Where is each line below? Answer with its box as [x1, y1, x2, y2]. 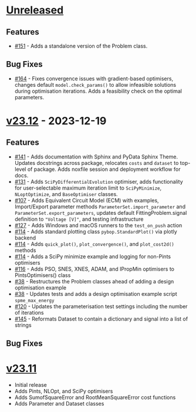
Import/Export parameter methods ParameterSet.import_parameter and [14, 203, 186, 210]
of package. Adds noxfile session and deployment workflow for [27, 166, 181, 173]
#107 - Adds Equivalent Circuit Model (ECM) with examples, [14, 197, 160, 204]
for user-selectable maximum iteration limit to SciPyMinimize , [14, 184, 162, 191]
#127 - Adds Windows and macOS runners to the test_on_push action [14, 221, 183, 229]
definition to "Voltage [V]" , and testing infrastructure [14, 215, 144, 222]
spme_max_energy [14, 298, 55, 303]
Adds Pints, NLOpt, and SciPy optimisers [14, 388, 113, 395]
